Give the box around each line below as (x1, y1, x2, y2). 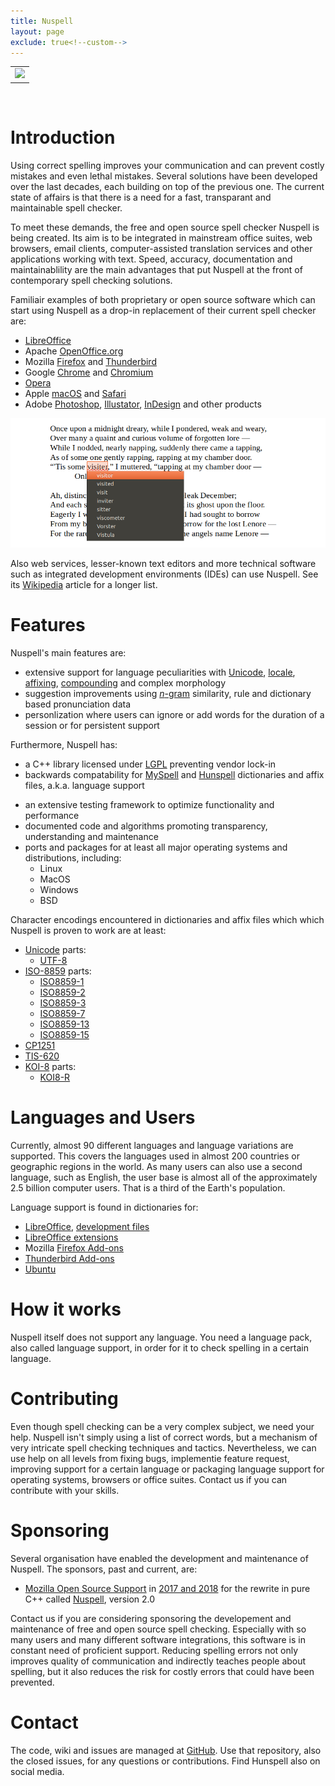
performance (24, 810, 80, 822)
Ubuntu (24, 1263, 57, 1275)
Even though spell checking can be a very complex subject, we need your (10, 1420, 315, 1432)
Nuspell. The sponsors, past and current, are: (10, 1563, 198, 1575)
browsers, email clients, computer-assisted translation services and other (10, 242, 313, 254)
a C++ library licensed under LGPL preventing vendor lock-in (24, 758, 277, 770)
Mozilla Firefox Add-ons (24, 1241, 124, 1254)
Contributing (10, 1388, 119, 1410)
